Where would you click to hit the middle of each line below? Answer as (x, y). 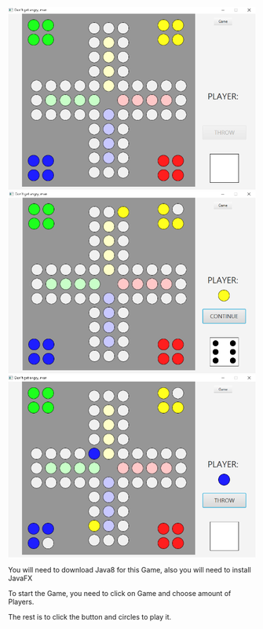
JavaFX (20, 578)
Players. (21, 602)
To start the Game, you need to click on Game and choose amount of (120, 594)
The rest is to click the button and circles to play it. (90, 617)
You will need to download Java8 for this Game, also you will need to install (130, 570)
